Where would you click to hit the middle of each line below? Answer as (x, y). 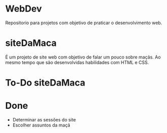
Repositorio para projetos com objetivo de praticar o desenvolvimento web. (84, 23)
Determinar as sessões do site (44, 120)
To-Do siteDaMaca (45, 83)
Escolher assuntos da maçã (41, 125)
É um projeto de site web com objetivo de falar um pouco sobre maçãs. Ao (83, 57)
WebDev (24, 9)
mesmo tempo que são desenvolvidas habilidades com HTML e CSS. (77, 62)
